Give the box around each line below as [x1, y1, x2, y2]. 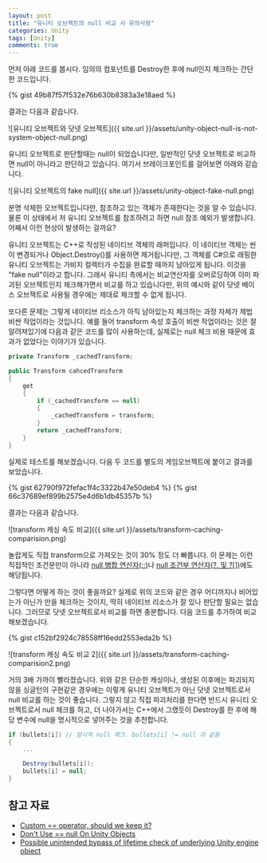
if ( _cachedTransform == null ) [37, 397, 141, 405]
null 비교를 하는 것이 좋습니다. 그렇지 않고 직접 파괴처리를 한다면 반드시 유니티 [8, 695, 249, 704]
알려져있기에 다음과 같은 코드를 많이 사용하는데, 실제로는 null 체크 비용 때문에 [8, 327, 247, 336]
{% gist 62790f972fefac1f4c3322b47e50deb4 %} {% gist [8, 482, 198, 492]
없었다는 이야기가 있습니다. [22, 337, 107, 346]
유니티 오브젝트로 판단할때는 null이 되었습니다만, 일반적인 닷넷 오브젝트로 [8, 149, 235, 159]
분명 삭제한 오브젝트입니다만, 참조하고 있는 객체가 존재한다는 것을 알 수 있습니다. [8, 203, 257, 212]
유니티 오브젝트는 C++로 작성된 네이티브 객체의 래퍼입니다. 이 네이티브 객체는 [8, 240, 249, 250]
